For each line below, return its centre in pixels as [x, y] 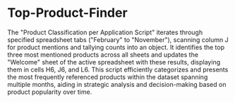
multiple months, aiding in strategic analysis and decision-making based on [117, 84]
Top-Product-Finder [68, 13]
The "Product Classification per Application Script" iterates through [105, 32]
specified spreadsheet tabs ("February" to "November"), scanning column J [118, 39]
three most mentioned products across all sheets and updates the [103, 55]
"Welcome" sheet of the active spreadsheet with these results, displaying [114, 62]
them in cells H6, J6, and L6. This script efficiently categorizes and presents [118, 69]
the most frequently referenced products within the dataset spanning [108, 77]
